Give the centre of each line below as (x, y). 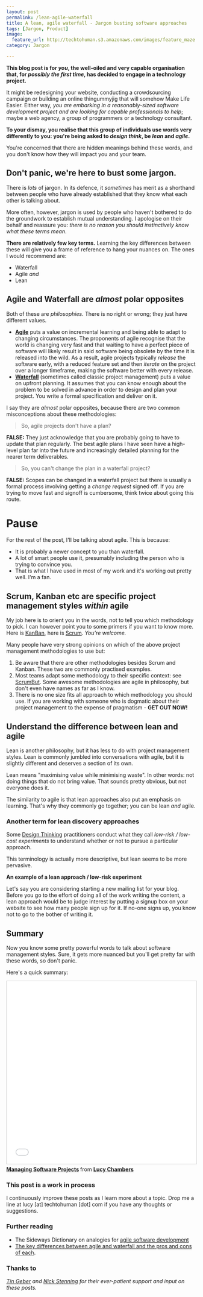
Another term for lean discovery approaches (73, 821)
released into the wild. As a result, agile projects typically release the (100, 357)
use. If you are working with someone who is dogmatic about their (97, 701)
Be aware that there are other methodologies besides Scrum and (95, 663)
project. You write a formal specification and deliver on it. (86, 396)
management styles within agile (67, 605)
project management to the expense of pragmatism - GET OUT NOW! (101, 708)
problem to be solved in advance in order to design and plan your (96, 389)
